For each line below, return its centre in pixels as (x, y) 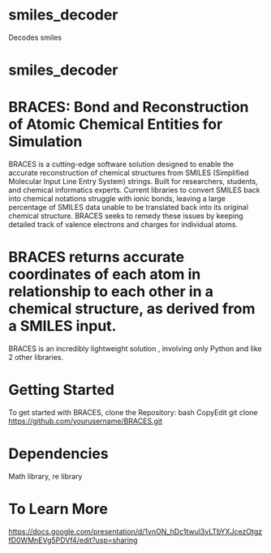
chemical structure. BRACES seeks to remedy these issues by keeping (126, 216)
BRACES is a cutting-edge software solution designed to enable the (121, 165)
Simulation (45, 141)
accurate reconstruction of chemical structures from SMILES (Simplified (129, 173)
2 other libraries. (36, 357)
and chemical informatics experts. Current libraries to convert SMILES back (134, 190)
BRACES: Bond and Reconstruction (129, 107)
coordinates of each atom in (105, 274)
